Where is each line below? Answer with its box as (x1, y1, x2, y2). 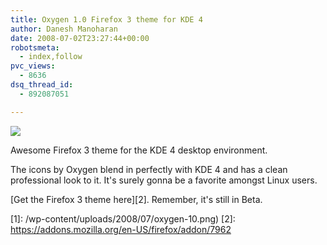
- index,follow (19, 52, 83, 62)
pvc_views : (10, 61, 56, 71)
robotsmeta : (10, 42, 60, 53)
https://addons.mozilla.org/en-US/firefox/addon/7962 (10, 223, 232, 235)
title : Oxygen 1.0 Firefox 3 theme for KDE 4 (10, 14, 203, 25)
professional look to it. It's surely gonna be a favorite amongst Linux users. (10, 174, 318, 186)
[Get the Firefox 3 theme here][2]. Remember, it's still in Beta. (10, 193, 263, 205)
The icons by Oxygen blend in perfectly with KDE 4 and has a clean (10, 163, 288, 175)
